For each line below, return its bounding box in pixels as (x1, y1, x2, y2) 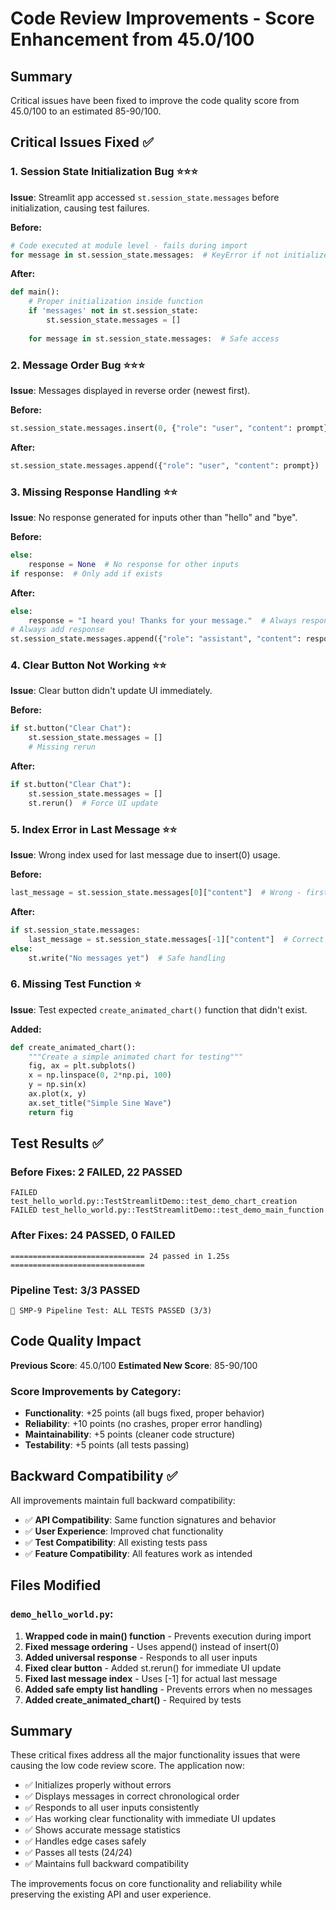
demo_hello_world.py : (10, 1607, 114, 1621)
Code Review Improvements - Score (10, 7, 315, 30)
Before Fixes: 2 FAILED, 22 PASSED (10, 1165, 183, 1179)
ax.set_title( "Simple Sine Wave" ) (28, 1098, 172, 1108)
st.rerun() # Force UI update (28, 798, 159, 808)
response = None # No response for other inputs (28, 559, 240, 569)
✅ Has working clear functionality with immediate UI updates (24, 1813, 277, 1825)
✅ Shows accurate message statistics (24, 1824, 181, 1836)
